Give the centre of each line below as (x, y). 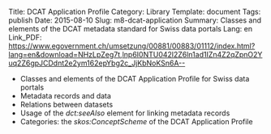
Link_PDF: (25, 37)
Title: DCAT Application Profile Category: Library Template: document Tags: (135, 12)
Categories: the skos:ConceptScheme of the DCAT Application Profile (136, 121)
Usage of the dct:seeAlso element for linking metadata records (125, 113)
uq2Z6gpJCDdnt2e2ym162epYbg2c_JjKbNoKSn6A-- (97, 63)
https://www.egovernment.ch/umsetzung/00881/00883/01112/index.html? (132, 46)
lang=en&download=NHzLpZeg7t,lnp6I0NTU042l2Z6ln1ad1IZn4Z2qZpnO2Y (135, 54)
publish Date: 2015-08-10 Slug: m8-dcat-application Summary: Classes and (135, 20)
